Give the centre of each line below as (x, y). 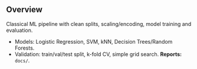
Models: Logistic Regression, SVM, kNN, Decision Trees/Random (93, 41)
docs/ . (22, 60)
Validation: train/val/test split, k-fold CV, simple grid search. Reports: (98, 54)
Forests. (24, 48)
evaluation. (19, 30)
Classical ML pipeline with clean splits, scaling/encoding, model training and (99, 24)
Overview (24, 10)
